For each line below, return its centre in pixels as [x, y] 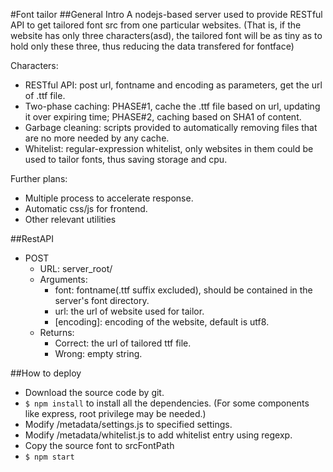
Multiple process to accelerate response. [109, 198]
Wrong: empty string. [98, 353]
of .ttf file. [45, 95]
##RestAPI [32, 238]
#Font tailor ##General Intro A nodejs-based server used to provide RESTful [166, 14]
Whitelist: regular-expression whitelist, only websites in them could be [169, 148]
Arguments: [63, 279]
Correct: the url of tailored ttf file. [123, 343]
